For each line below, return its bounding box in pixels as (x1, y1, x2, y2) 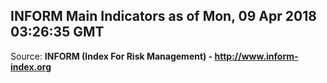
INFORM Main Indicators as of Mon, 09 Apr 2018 (10, 8, 317, 25)
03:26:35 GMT (10, 24, 105, 41)
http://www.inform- (214, 50, 299, 62)
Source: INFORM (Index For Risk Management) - (10, 50, 213, 62)
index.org (10, 60, 52, 73)
